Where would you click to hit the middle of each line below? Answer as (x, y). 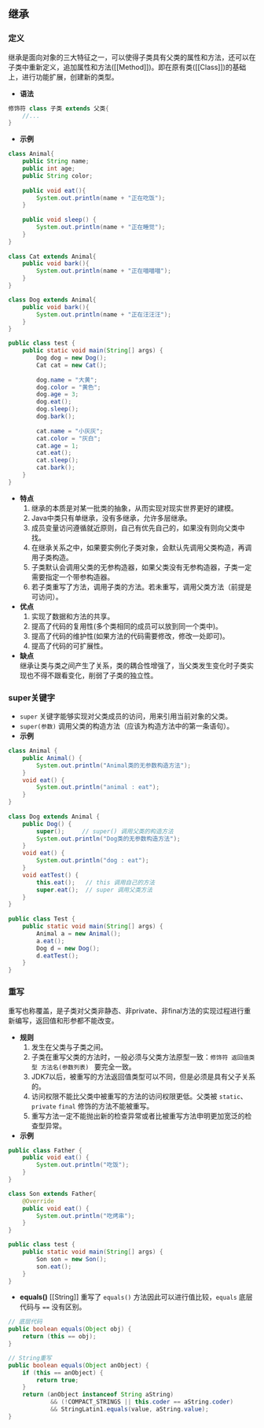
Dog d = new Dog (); (68, 948)
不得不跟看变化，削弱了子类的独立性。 (95, 675)
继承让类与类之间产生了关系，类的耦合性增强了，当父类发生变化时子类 (133, 665)
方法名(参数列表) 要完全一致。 (88, 1066)
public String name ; (56, 161)
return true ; (58, 1380)
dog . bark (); (56, 417)
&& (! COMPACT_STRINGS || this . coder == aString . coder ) (142, 1402)
